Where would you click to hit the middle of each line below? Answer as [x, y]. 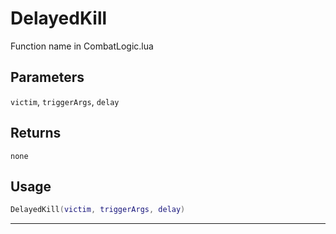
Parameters [47, 77]
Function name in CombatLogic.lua [82, 46]
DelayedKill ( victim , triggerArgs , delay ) [98, 210]
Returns [36, 133]
